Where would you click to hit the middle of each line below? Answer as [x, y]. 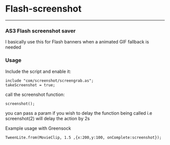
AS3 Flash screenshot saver [40, 31]
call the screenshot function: [35, 94]
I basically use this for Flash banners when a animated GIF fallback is [77, 42]
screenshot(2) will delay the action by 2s [48, 118]
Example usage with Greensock [38, 128]
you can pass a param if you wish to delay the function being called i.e [79, 113]
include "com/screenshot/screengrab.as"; [50, 81]
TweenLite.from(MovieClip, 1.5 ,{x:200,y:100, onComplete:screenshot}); [83, 137]
